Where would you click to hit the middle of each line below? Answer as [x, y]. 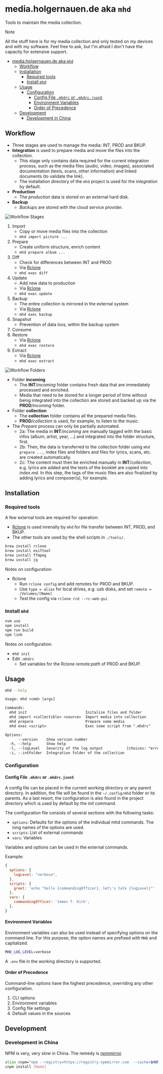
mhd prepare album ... [42, 252]
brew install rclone [26, 546]
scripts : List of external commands [48, 833]
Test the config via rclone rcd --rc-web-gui [64, 598]
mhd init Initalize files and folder [76, 713]
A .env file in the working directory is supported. [53, 961]
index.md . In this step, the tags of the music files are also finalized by [88, 472]
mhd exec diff [33, 273]
